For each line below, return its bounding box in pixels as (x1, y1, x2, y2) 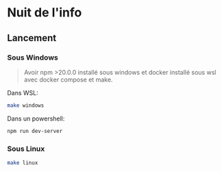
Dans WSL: (7, 88, 39, 97)
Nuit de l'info (7, 5, 82, 21)
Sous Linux (7, 144, 45, 153)
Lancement (7, 32, 57, 44)
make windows (7, 101, 45, 109)
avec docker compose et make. (23, 75, 113, 84)
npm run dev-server (7, 127, 63, 134)
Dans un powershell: (7, 114, 65, 123)
